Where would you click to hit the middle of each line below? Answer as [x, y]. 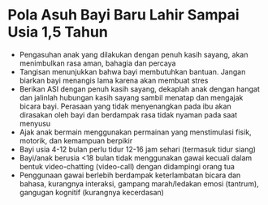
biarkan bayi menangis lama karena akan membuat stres [114, 80]
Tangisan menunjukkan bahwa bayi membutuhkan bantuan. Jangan [132, 71]
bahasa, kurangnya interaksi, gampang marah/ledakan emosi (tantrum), [139, 183]
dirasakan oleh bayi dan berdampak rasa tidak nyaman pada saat [128, 114]
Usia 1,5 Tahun [58, 32]
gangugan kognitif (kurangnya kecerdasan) [91, 192]
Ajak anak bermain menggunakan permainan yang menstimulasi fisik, [136, 132]
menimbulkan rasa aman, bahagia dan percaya [97, 63]
